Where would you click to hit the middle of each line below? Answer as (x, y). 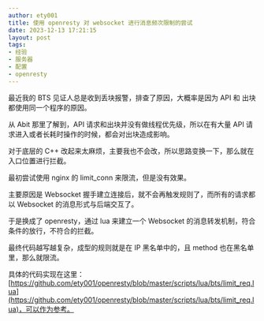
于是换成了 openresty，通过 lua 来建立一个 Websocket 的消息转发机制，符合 (132, 221)
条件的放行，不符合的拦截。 (53, 230)
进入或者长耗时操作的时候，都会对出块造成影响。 (94, 134)
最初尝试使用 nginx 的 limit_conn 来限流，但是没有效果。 (100, 177)
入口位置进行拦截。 (39, 160)
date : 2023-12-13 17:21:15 (52, 30)
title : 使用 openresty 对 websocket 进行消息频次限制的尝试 (100, 23)
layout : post (30, 37)
